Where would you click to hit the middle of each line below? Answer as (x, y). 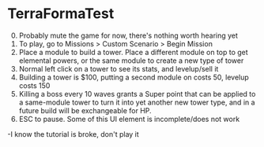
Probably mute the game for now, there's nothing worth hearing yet (128, 35)
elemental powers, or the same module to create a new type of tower (131, 61)
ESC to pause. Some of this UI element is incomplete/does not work (129, 119)
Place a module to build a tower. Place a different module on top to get (133, 52)
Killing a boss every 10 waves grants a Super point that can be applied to (137, 94)
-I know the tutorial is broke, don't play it (73, 134)
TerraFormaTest (61, 14)
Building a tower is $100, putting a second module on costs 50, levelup (134, 77)
